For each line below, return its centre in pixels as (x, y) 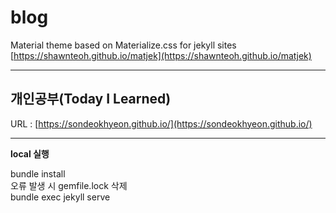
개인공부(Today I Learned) (91, 99)
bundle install (38, 173)
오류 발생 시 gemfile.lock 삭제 (69, 185)
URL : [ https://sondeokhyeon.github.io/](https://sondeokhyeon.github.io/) (161, 123)
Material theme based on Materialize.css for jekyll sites (123, 45)
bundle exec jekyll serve (60, 197)
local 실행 (30, 153)
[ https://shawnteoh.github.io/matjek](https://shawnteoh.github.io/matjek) (161, 55)
